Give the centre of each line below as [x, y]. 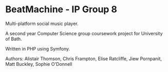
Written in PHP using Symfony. [38, 49]
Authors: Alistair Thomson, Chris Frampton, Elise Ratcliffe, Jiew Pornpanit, [84, 58]
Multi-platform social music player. [42, 23]
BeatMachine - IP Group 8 [61, 9]
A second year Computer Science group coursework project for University [84, 33]
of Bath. [14, 39]
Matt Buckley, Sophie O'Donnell [39, 64]
